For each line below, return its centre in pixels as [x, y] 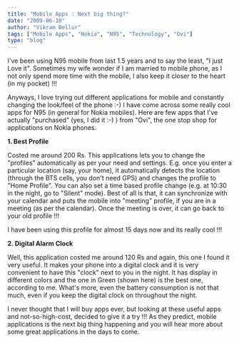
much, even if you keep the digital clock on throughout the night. [102, 295]
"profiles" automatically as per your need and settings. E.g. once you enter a [119, 163]
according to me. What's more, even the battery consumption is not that [113, 288]
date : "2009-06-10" [36, 21]
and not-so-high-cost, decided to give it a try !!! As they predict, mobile [112, 317]
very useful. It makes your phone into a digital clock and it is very [103, 265]
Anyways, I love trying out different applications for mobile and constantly [116, 98]
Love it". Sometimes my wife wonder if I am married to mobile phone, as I [115, 68]
